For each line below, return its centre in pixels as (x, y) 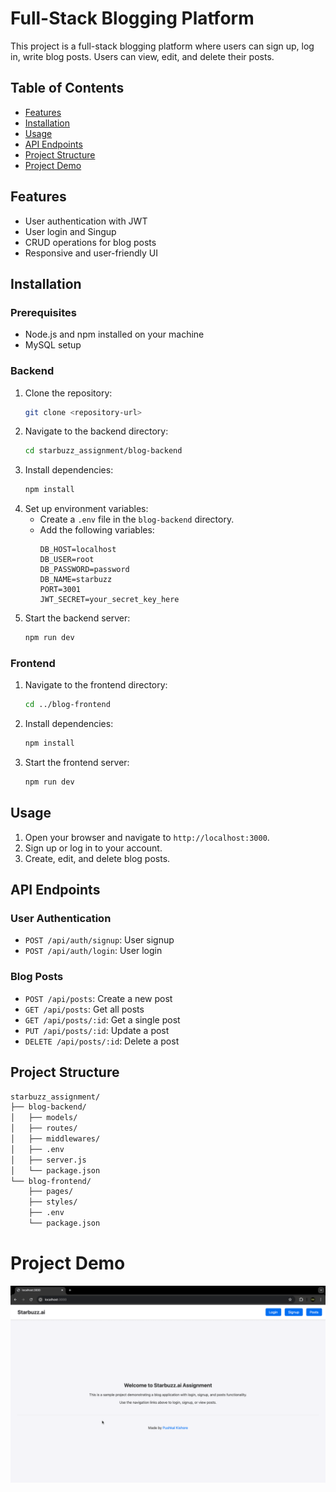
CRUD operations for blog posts (90, 242)
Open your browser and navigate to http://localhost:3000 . (147, 837)
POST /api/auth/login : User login (93, 951)
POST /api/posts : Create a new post (98, 998)
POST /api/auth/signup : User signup (99, 940)
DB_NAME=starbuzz (76, 580)
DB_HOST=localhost (78, 550)
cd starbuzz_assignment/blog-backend (103, 451)
